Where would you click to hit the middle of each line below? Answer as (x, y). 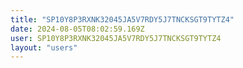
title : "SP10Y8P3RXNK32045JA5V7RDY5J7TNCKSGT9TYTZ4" (122, 19)
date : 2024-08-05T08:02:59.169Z (77, 29)
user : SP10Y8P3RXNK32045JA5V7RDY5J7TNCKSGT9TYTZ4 (116, 38)
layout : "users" (44, 47)
